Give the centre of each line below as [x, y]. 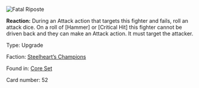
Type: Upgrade [25, 45]
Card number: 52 [27, 80]
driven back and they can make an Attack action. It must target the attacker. [100, 34]
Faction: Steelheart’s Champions [46, 57]
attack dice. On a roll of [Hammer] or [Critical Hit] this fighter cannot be [94, 27]
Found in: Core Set [29, 68]
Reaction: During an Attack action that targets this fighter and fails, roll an [97, 21]
